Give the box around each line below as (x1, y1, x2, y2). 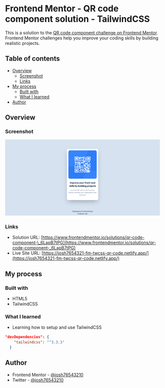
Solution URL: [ (12, 235, 43, 241)
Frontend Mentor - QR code (5, 3, 119, 14)
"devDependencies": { (5, 335, 50, 340)
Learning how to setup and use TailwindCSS (12, 324, 102, 330)
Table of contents (5, 55, 60, 63)
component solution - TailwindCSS (5, 13, 150, 25)
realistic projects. (5, 40, 40, 46)
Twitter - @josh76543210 (12, 377, 64, 383)
